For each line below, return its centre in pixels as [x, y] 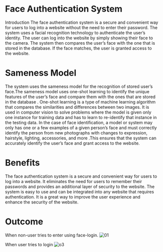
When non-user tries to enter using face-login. [52, 235]
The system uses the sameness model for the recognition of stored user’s [79, 86]
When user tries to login [29, 244]
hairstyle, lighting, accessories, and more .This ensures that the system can [81, 138]
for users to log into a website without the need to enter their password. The [81, 27]
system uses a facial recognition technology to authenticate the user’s [75, 33]
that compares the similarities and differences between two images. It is [77, 107]
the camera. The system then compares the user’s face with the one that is [80, 43]
